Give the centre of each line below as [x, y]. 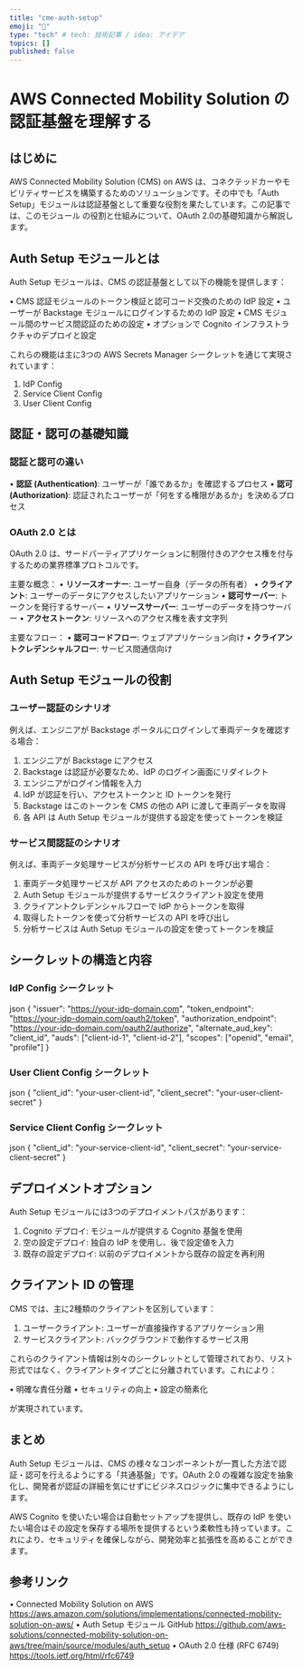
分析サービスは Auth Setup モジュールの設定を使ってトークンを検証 [148, 928]
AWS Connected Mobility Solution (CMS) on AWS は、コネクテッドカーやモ [150, 181]
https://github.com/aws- [241, 1625]
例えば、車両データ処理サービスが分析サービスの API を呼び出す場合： [141, 864]
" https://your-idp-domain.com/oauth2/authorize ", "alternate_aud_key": [141, 1028]
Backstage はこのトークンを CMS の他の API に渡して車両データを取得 [154, 806]
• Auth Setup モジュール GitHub [135, 1625]
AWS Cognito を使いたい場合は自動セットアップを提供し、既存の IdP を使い [151, 1517]
